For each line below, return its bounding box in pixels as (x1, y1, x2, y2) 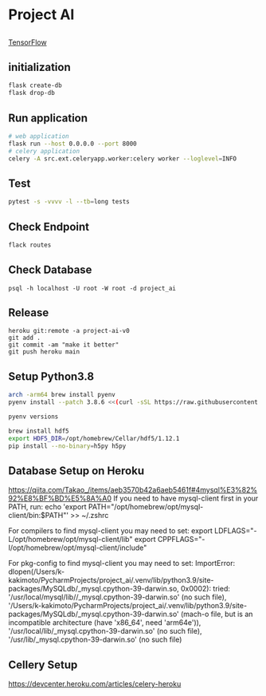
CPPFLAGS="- (157, 535, 205, 544)
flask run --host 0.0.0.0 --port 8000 (8, 140, 137, 148)
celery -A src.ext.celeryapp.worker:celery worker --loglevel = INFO (8, 154, 237, 163)
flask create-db (8, 81, 62, 89)
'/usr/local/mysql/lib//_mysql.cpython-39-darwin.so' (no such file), (8, 592, 227, 602)
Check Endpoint (8, 219, 90, 233)
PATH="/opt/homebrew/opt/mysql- (88, 502, 204, 512)
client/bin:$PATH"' (8, 511, 69, 520)
